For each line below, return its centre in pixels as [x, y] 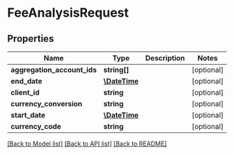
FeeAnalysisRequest [68, 13]
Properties [31, 39]
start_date [28, 115]
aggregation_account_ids [54, 70]
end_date [27, 81]
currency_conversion [47, 104]
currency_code [36, 126]
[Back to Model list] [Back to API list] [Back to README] [87, 144]
